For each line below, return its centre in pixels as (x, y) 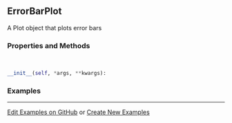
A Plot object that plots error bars (55, 27)
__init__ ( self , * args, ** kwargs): (57, 74)
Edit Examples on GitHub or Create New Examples (78, 112)
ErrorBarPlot (35, 11)
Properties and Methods (49, 45)
